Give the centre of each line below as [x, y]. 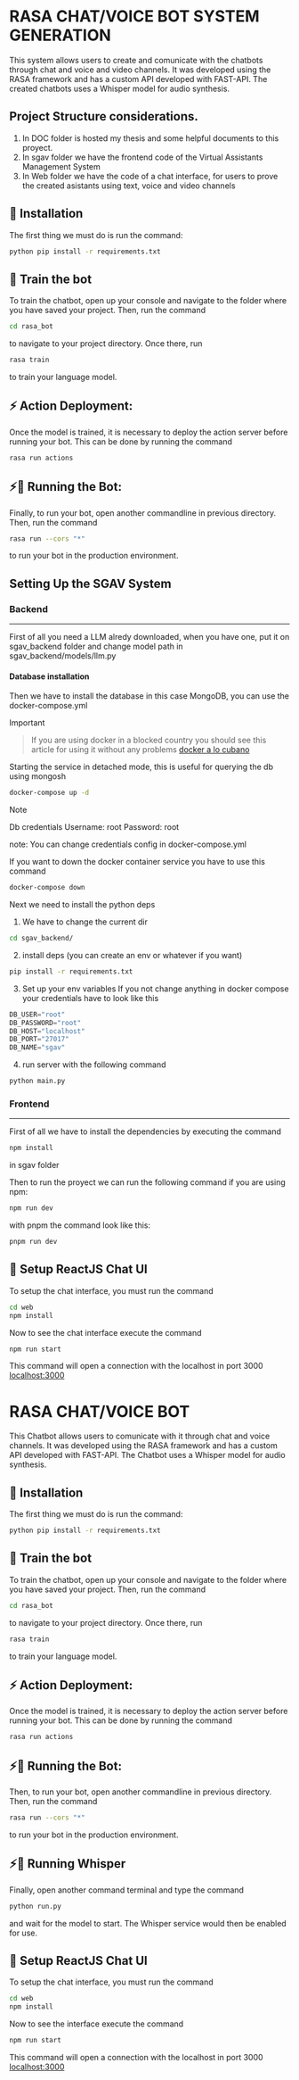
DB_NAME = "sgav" [37, 1048]
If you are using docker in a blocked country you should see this [149, 740]
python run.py [36, 1906]
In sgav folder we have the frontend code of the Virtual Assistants [142, 157]
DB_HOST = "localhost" [48, 1031]
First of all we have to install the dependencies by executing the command [145, 1131]
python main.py [37, 1081]
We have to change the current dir [85, 922]
